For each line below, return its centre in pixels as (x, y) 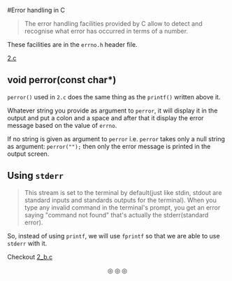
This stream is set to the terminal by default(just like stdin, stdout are (123, 192)
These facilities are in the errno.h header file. (72, 44)
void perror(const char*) (62, 80)
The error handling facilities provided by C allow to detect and (113, 23)
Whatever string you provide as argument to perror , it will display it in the (113, 110)
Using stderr (36, 176)
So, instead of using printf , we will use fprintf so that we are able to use (114, 236)
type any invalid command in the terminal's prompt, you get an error (122, 207)
